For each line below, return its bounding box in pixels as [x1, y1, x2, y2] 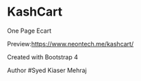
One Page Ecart [7, 27, 52, 35]
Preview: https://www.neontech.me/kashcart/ [7, 39, 134, 48]
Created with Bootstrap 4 [7, 52, 79, 61]
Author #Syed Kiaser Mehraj [7, 66, 87, 74]
